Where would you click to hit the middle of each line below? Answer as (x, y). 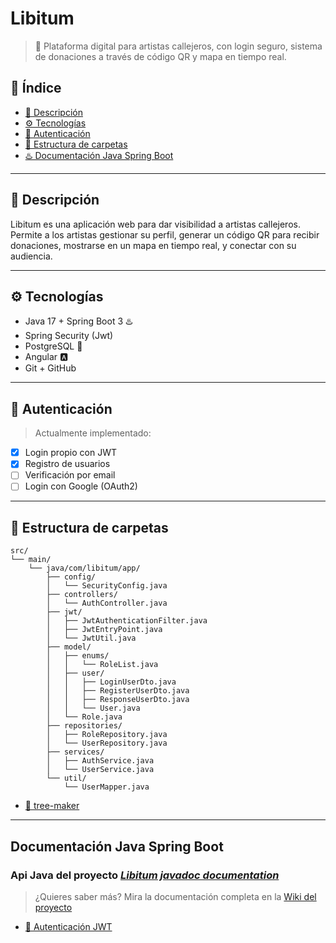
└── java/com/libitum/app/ (84, 568)
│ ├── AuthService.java (100, 761)
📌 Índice (36, 88)
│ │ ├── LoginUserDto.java (111, 682)
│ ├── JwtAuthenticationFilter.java (127, 621)
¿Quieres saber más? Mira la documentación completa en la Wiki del (175, 896)
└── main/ (31, 560)
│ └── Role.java (84, 717)
